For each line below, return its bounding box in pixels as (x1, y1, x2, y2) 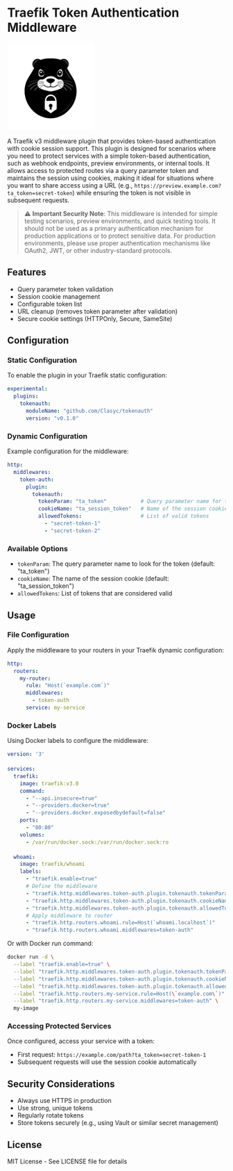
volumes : (19, 831, 45, 838)
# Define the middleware (25, 883, 98, 890)
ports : (19, 817, 39, 824)
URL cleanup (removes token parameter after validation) (17, 307, 178, 316)
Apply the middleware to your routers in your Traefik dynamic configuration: (7, 646, 224, 654)
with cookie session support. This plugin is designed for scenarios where (7, 144, 216, 152)
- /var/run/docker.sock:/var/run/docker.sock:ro (25, 839, 169, 846)
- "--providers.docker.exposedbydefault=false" (25, 810, 166, 817)
